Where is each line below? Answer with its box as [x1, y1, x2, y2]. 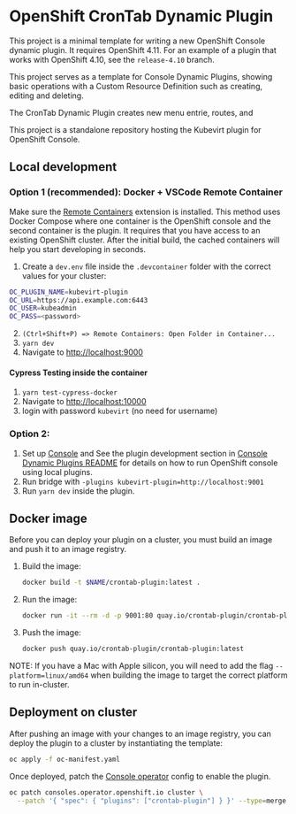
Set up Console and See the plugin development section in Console [21, 448, 268, 458]
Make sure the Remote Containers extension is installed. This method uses [9, 206, 281, 217]
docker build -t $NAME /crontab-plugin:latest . [21, 578, 201, 587]
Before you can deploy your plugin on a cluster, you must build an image [9, 534, 273, 545]
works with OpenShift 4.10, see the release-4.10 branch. [9, 54, 215, 65]
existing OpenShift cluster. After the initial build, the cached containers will [9, 234, 280, 245]
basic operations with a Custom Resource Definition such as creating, [9, 81, 263, 91]
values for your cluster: [21, 270, 107, 280]
